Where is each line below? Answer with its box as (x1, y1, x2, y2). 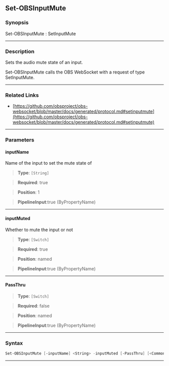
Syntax (5, 339, 23, 346)
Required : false (17, 303, 50, 309)
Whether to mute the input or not (5, 227, 73, 233)
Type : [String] (17, 170, 49, 176)
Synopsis (5, 19, 29, 26)
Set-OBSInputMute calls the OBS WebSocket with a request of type (5, 69, 145, 75)
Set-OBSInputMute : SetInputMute (5, 30, 76, 37)
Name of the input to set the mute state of (5, 160, 92, 166)
